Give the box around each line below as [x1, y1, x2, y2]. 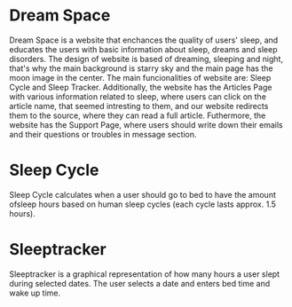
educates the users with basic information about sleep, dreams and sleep [9, 43, 278, 54]
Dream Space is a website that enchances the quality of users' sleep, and [9, 35, 279, 45]
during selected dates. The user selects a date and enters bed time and [9, 278, 271, 288]
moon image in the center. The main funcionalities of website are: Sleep [9, 72, 272, 83]
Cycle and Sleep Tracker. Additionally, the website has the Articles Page [9, 82, 272, 92]
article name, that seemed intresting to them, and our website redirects [9, 100, 269, 111]
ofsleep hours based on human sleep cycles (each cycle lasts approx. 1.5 [9, 199, 277, 209]
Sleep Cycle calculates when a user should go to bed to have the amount [9, 189, 277, 200]
